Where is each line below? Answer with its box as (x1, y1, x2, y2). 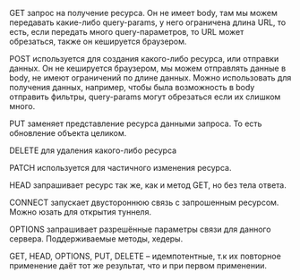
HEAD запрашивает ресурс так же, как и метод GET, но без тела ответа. (9, 180, 287, 191)
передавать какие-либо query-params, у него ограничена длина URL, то (9, 17, 287, 28)
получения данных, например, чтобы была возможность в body (9, 82, 255, 92)
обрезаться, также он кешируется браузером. (9, 36, 187, 47)
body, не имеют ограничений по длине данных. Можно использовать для (9, 72, 292, 83)
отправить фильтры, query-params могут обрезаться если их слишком (9, 91, 281, 102)
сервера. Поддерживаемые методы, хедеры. (9, 233, 184, 244)
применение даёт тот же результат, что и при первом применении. (9, 260, 267, 271)
